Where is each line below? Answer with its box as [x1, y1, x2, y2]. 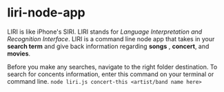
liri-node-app [7, 5, 85, 21]
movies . [7, 49, 31, 58]
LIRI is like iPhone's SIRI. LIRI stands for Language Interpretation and [7, 27, 203, 36]
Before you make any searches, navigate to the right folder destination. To [7, 62, 218, 71]
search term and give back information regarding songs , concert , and [7, 42, 210, 50]
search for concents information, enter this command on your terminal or [7, 70, 214, 78]
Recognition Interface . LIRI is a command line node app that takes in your [7, 34, 215, 43]
